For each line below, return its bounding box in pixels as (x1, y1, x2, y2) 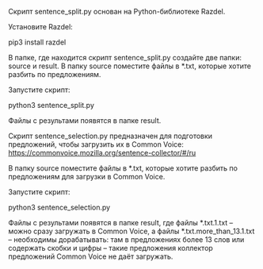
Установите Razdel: (8, 22, 73, 31)
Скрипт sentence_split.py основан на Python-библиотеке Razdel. (8, 7, 226, 16)
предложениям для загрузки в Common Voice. (8, 172, 166, 181)
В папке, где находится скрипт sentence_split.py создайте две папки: (8, 53, 242, 62)
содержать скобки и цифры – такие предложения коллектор (8, 244, 214, 252)
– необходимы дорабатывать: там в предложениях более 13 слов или (8, 235, 245, 244)
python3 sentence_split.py (8, 101, 95, 110)
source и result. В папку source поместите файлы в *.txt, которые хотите (8, 61, 252, 71)
